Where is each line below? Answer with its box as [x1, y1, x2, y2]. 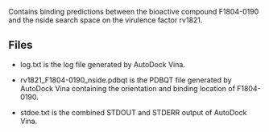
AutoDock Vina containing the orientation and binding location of [19, 83, 236, 93]
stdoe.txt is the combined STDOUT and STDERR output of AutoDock [19, 107, 247, 117]
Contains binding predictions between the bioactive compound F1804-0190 [8, 7, 259, 16]
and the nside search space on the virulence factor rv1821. [8, 15, 203, 25]
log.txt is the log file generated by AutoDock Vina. [19, 59, 185, 69]
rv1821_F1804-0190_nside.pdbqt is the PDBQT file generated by [19, 75, 232, 85]
